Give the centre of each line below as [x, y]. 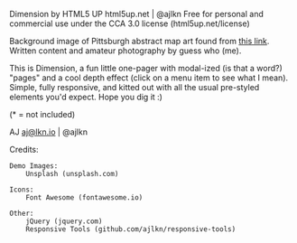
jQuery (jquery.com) [64, 221]
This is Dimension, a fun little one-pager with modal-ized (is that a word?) [146, 68]
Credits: [24, 150]
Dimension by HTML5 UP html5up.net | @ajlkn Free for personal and [137, 14]
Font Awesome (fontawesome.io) [84, 198]
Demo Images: [34, 166]
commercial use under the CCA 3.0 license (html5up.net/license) [130, 23]
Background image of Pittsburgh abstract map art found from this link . [139, 41]
